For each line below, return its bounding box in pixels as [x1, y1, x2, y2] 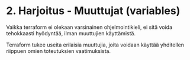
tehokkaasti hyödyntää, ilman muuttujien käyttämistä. [6, 29, 136, 36]
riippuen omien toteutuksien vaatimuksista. [6, 47, 111, 54]
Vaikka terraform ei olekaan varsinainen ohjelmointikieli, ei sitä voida [6, 24, 173, 31]
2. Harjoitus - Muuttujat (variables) [6, 4, 181, 18]
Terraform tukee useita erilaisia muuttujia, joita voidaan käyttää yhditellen [6, 41, 185, 48]
